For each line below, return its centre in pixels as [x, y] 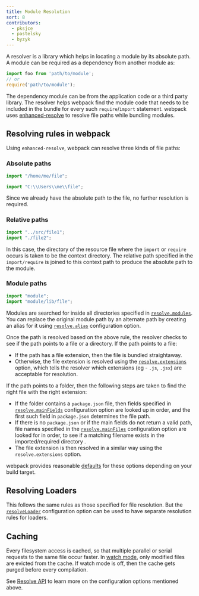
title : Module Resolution [38, 12]
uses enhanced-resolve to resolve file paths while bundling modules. [91, 115]
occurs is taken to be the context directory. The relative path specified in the [100, 255]
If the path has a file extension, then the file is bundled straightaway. [98, 355]
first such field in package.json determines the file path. [83, 416]
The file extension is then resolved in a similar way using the [89, 448]
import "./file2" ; [29, 238]
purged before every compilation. [47, 570]
